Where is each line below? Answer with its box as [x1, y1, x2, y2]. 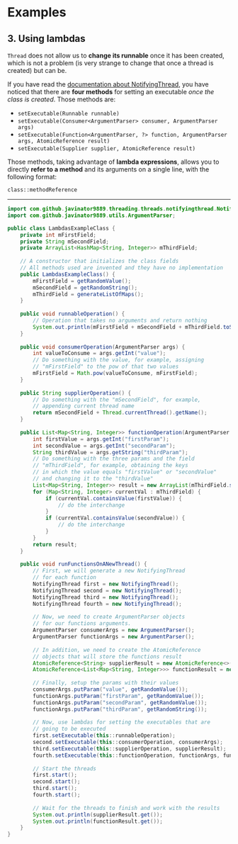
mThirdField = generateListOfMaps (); [33, 291, 144, 298]
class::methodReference [7, 186, 78, 193]
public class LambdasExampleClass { [7, 225, 115, 232]
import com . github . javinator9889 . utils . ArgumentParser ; [7, 212, 176, 219]
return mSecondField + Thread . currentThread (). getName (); [33, 409, 208, 417]
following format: [7, 173, 57, 181]
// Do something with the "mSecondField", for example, [33, 396, 201, 403]
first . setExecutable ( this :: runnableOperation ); [33, 732, 176, 739]
